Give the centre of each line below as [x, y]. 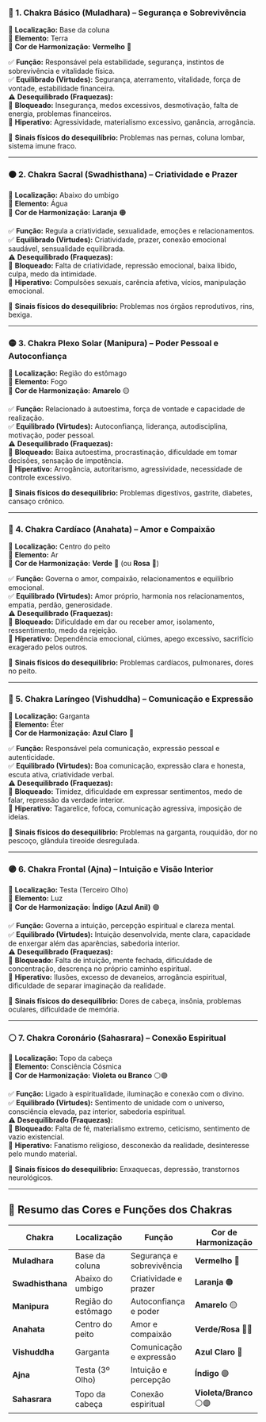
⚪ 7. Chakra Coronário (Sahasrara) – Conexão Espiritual [117, 1038]
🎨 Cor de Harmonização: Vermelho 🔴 [70, 47]
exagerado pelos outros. [48, 647]
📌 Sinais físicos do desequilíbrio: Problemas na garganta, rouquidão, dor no [133, 832]
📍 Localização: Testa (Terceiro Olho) [68, 889]
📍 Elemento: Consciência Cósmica [65, 1066]
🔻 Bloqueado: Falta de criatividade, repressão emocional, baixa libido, [123, 265]
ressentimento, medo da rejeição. [63, 630]
